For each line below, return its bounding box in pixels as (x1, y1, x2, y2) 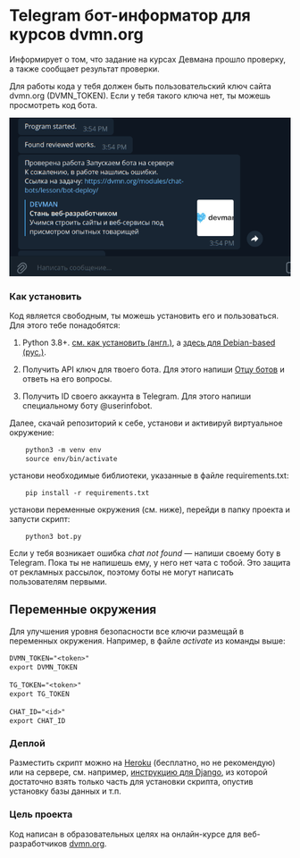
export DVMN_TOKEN (9, 662, 78, 671)
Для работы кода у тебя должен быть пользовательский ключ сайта (9, 80, 271, 91)
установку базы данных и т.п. (9, 786, 122, 796)
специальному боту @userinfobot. (21, 400, 153, 411)
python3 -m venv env (25, 446, 102, 455)
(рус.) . (21, 347, 46, 357)
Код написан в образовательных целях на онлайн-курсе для (9, 829, 241, 839)
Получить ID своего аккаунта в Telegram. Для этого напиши (21, 391, 252, 402)
